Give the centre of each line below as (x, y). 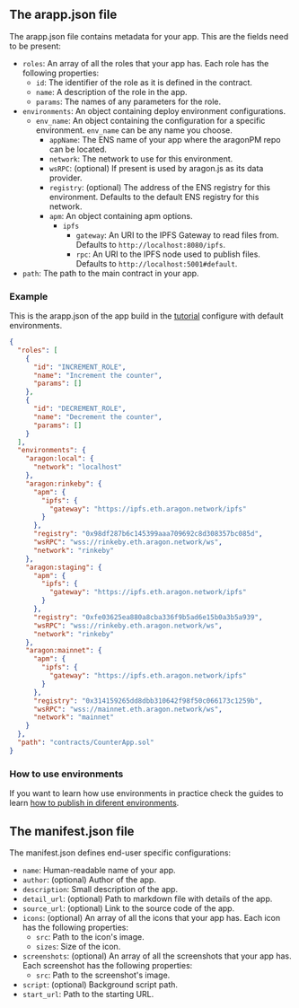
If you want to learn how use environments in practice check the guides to (146, 793)
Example (29, 296)
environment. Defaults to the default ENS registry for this (154, 197)
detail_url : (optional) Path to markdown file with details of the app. (147, 898)
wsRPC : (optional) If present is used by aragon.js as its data (156, 168)
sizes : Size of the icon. (78, 946)
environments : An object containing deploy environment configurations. (154, 110)
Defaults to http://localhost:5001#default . (157, 263)
